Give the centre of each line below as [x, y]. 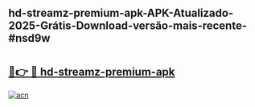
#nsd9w [29, 38]
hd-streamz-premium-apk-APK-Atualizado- [121, 13]
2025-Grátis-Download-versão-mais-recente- [128, 26]
